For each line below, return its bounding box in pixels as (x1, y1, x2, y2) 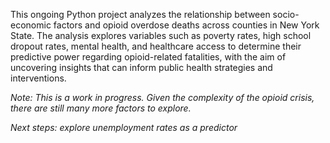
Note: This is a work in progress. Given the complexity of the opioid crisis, (10, 92, 315, 103)
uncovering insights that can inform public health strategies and (10, 62, 273, 73)
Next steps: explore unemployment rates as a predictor (10, 122, 238, 133)
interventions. (10, 72, 67, 84)
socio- (272, 9, 300, 20)
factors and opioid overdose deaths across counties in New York (53, 19, 320, 31)
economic (10, 19, 52, 31)
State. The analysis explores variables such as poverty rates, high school (10, 30, 312, 41)
